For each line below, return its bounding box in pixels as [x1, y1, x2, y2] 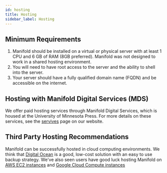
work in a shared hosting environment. [12, 59, 92, 65]
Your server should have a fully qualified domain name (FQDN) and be [12, 75, 157, 81]
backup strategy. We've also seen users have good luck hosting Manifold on [5, 157, 162, 163]
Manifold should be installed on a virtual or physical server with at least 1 [12, 48, 162, 54]
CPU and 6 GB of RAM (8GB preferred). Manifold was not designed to [12, 53, 156, 60]
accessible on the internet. [12, 80, 67, 86]
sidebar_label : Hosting [5, 16, 55, 21]
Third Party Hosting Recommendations [5, 133, 129, 141]
